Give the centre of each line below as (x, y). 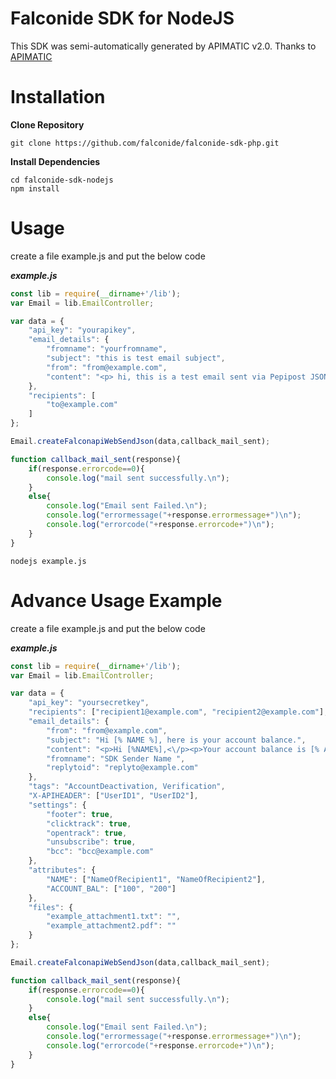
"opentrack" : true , (87, 833)
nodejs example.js (48, 561)
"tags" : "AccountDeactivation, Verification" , (127, 787)
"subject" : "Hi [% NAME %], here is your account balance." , (176, 740)
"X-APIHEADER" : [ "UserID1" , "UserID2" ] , (113, 796)
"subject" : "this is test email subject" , (136, 358)
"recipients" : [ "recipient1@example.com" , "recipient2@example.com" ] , (178, 712)
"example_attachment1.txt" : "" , (114, 917)
